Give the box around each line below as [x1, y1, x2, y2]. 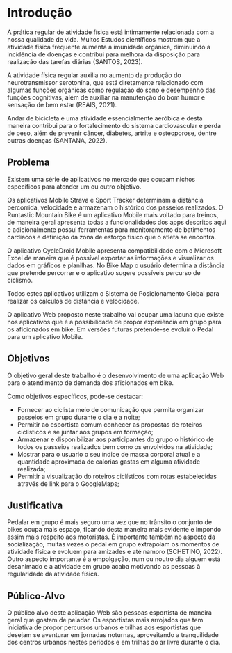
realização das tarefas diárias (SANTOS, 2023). [7, 57, 143, 65]
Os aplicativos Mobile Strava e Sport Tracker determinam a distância [7, 196, 204, 204]
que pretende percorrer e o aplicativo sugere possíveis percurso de [7, 268, 201, 276]
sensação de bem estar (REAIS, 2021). [7, 100, 117, 109]
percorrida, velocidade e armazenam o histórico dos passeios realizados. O [7, 203, 224, 212]
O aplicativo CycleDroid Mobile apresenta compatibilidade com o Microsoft [7, 246, 222, 255]
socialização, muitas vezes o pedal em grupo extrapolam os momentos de [7, 540, 220, 549]
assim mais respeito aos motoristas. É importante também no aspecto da [7, 533, 215, 541]
